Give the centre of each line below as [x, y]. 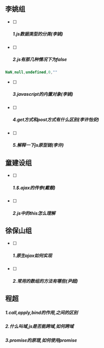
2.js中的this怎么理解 [34, 213]
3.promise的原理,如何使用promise [41, 340]
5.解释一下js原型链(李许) [38, 145]
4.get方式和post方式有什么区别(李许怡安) [56, 120]
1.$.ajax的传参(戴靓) [34, 188]
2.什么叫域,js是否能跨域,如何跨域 [40, 326]
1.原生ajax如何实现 [32, 255]
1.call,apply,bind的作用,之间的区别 [42, 312]
